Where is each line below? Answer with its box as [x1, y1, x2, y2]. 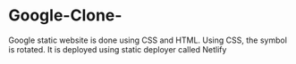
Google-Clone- [8, 5, 123, 26]
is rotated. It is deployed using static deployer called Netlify [8, 44, 227, 54]
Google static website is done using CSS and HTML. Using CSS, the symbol [8, 35, 288, 45]
